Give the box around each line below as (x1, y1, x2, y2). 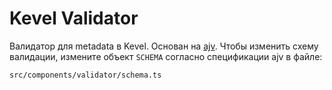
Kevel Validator (9, 7, 139, 30)
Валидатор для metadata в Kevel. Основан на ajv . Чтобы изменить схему (9, 40, 319, 52)
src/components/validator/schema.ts (9, 70, 162, 80)
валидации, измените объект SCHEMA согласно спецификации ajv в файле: (9, 50, 323, 62)
